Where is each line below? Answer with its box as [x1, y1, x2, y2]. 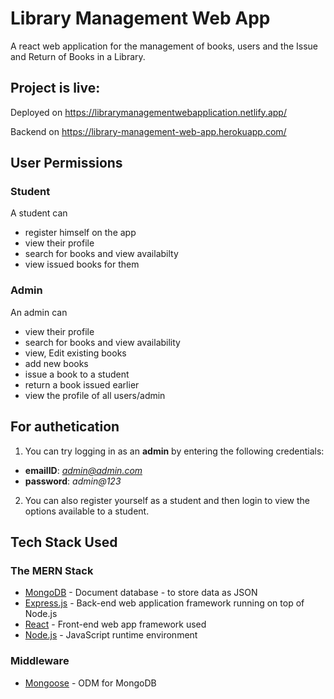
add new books [24, 357, 89, 369]
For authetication [10, 418, 120, 436]
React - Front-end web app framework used [24, 618, 207, 631]
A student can [10, 207, 68, 219]
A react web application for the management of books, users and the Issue [10, 40, 319, 52]
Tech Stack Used [10, 533, 118, 551]
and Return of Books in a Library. [10, 50, 146, 62]
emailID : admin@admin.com [24, 464, 143, 476]
